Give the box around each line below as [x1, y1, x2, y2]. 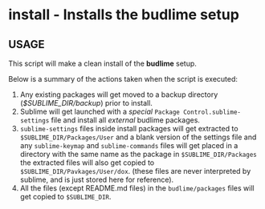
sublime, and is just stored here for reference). [19, 175, 174, 184]
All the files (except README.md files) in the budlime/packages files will [19, 183, 255, 193]
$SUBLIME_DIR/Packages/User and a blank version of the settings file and [19, 132, 257, 142]
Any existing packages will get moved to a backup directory [19, 90, 218, 99]
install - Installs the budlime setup [8, 6, 239, 24]
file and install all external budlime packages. [51, 115, 201, 125]
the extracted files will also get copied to [19, 158, 155, 167]
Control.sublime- [183, 108, 241, 116]
